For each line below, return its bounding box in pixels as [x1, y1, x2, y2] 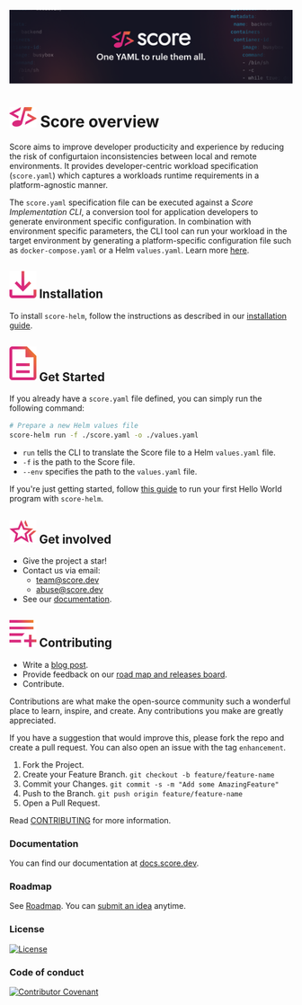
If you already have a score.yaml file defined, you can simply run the [9, 393, 262, 405]
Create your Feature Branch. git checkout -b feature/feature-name [22, 769, 275, 779]
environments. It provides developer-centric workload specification [9, 160, 259, 171]
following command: [9, 403, 85, 414]
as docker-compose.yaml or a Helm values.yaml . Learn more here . [9, 245, 250, 255]
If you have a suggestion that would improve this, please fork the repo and [9, 732, 285, 743]
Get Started [39, 369, 105, 385]
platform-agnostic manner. [9, 179, 109, 190]
